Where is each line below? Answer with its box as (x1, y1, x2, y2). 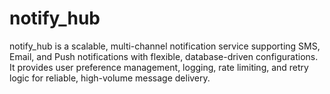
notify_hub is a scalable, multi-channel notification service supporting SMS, (9, 40, 321, 52)
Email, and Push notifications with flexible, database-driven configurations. (9, 50, 319, 62)
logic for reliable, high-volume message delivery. (9, 72, 211, 84)
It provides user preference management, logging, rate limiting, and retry (9, 61, 309, 73)
